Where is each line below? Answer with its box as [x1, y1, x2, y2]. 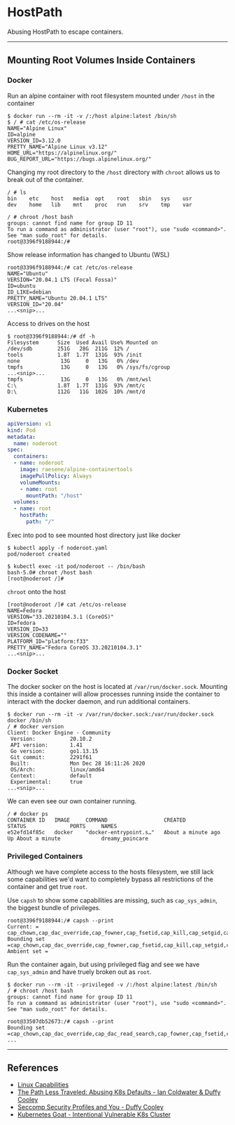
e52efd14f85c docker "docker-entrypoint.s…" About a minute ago [7, 829, 220, 836]
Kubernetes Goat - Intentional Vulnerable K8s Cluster [17, 1110, 171, 1119]
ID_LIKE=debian [7, 289, 52, 296]
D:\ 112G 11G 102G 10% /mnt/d [7, 388, 145, 395]
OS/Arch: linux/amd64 [10, 766, 105, 773]
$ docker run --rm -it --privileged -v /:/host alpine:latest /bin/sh [7, 981, 218, 988]
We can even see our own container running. [7, 797, 137, 805]
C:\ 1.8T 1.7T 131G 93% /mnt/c [7, 382, 145, 389]
